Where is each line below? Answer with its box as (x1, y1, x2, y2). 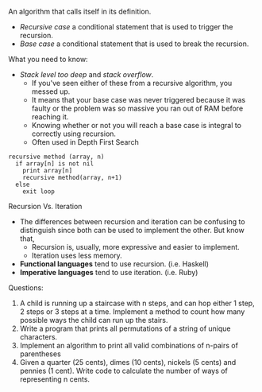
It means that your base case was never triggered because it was (31, 95, 246, 104)
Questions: (8, 283, 44, 293)
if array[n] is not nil (15, 160, 94, 168)
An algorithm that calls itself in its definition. (8, 7, 152, 16)
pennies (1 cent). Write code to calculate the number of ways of (19, 366, 228, 375)
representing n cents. (19, 375, 90, 384)
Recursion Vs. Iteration (8, 202, 83, 211)
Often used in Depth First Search (31, 138, 139, 146)
